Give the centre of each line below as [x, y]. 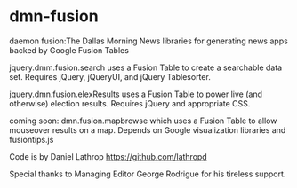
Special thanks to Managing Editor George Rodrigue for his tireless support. [148, 174]
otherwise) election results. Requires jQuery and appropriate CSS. [130, 103]
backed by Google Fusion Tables [69, 50]
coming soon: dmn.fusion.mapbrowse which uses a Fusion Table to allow [143, 121]
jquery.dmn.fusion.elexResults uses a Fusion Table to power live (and [136, 94]
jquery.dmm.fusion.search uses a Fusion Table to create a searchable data [146, 67]
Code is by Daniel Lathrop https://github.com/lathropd [108, 156]
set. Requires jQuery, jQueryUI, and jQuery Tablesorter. [110, 76]
